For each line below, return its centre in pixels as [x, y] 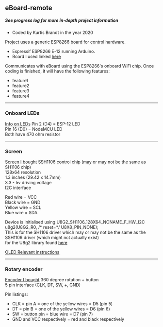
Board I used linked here [36, 57]
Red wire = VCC [21, 197]
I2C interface [18, 188]
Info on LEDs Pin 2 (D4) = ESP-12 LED [43, 124]
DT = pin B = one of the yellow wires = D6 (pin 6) [61, 309]
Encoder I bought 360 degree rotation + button [52, 280]
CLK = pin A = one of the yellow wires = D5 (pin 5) [62, 304]
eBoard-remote [29, 8]
